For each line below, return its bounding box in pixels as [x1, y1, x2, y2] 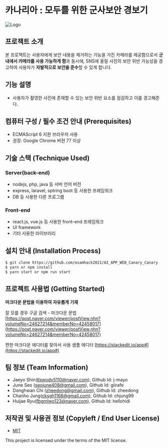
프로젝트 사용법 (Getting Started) [5, 285, 105, 293]
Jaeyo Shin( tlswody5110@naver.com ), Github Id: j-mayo [12, 377, 128, 383]
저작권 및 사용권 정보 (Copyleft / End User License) [5, 414, 160, 422]
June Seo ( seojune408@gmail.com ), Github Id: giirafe [12, 382, 124, 388]
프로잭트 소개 [5, 37, 44, 46]
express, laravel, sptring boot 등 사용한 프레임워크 [12, 188, 113, 194]
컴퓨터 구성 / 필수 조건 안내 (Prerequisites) [5, 117, 132, 126]
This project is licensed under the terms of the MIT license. [5, 437, 127, 443]
